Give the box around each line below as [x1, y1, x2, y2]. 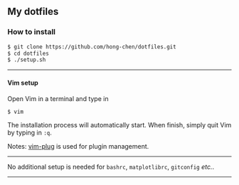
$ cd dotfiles [7, 50, 50, 57]
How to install [7, 27, 55, 37]
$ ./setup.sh [7, 56, 46, 63]
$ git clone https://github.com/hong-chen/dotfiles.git [7, 43, 176, 51]
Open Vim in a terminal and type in [7, 94, 109, 102]
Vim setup [7, 78, 39, 87]
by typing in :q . [7, 128, 52, 137]
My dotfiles [7, 6, 59, 18]
